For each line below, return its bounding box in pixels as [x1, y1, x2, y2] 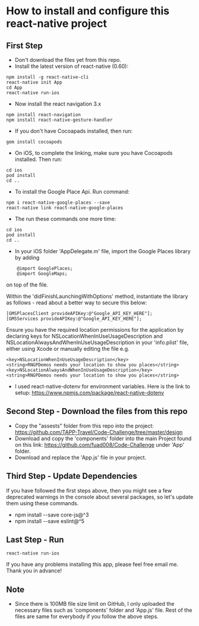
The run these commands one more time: [14, 216, 116, 222]
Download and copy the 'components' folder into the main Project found [14, 435, 192, 442]
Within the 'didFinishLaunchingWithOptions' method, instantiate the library [6, 293, 188, 300]
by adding [14, 254, 40, 261]
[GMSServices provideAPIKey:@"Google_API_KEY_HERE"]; [6, 316, 143, 322]
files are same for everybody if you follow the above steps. [14, 613, 159, 620]
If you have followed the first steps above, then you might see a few [6, 487, 172, 494]
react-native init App [6, 79, 62, 85]
